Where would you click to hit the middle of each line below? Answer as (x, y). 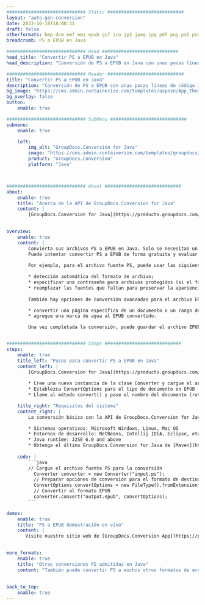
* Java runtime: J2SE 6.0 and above (75, 440)
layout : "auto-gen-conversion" (46, 18)
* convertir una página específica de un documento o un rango (110, 310)
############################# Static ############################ (95, 12)
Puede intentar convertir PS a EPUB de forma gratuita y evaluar (113, 254)
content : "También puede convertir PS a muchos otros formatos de (103, 570)
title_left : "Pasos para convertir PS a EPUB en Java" (88, 361)
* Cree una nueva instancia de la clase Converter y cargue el (110, 383)
